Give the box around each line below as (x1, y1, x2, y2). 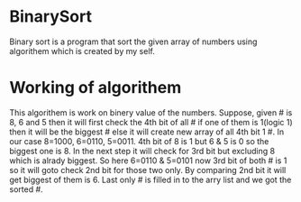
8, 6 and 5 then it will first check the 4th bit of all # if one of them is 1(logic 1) (9, 116, 293, 127)
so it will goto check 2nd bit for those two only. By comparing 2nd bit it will (9, 164, 287, 175)
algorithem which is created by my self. (9, 45, 155, 56)
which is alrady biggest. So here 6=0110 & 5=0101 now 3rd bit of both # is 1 (9, 155, 287, 166)
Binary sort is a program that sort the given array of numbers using (9, 36, 258, 47)
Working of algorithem (9, 78, 182, 98)
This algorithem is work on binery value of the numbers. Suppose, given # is (9, 106, 293, 118)
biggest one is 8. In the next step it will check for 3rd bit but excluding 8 (9, 145, 276, 156)
